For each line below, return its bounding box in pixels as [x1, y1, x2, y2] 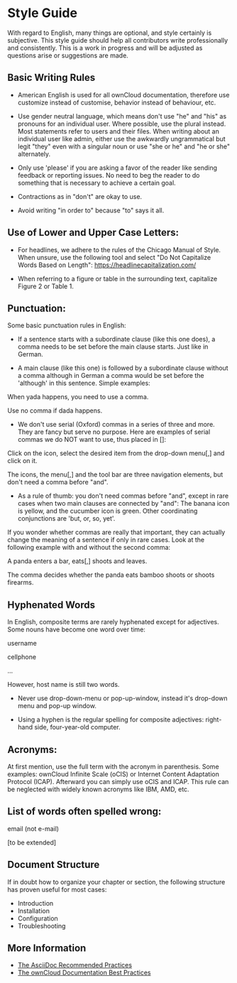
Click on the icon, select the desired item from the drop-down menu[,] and [7, 449, 225, 457]
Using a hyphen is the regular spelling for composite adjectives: [17, 715, 204, 724]
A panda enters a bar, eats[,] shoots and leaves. [7, 557, 148, 565]
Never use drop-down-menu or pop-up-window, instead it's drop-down [17, 694, 228, 702]
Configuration [17, 914, 58, 923]
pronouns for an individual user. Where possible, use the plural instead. [17, 119, 226, 128]
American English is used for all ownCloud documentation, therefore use [17, 90, 230, 99]
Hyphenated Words [7, 599, 96, 611]
